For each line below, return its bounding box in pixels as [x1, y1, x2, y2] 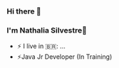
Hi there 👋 [6, 6, 42, 16]
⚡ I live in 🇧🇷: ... [16, 42, 66, 50]
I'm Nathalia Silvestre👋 [6, 25, 87, 35]
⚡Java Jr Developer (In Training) [16, 52, 113, 61]
